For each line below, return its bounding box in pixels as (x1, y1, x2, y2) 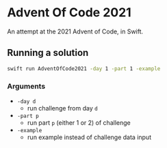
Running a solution (7, 47, 89, 59)
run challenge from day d (27, 104, 98, 112)
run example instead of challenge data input (27, 133, 152, 141)
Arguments (7, 81, 46, 91)
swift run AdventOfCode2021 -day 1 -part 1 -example (7, 65, 161, 72)
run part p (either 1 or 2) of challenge (27, 118, 131, 127)
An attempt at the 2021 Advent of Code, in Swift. (7, 27, 144, 35)
